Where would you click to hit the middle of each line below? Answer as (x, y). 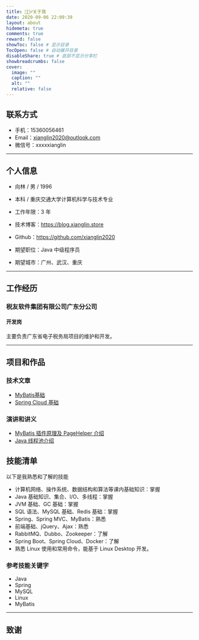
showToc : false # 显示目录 (38, 45)
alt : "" (21, 84)
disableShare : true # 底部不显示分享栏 (52, 56)
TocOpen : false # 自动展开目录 (42, 51)
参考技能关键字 (28, 565)
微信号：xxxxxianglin (40, 145)
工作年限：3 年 (33, 212)
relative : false (31, 89)
